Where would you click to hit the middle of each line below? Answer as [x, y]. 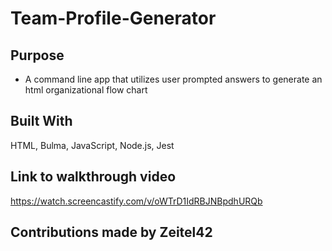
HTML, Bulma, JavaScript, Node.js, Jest [92, 145]
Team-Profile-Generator [113, 18]
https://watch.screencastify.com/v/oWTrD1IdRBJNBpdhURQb [136, 201]
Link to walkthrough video [93, 177]
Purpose [37, 55]
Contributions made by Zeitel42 [111, 232]
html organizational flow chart [86, 90]
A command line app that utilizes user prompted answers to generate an [173, 79]
